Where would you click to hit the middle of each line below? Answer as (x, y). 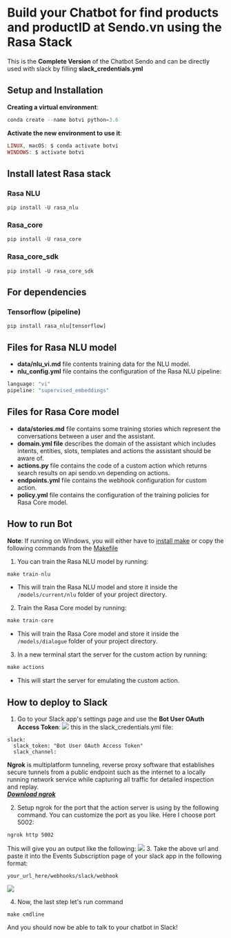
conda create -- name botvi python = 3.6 (63, 120)
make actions (26, 668)
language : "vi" (29, 384)
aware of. (30, 458)
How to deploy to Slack (58, 702)
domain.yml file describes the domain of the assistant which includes (116, 443)
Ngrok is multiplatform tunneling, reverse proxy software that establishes (111, 764)
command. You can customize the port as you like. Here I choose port (116, 815)
